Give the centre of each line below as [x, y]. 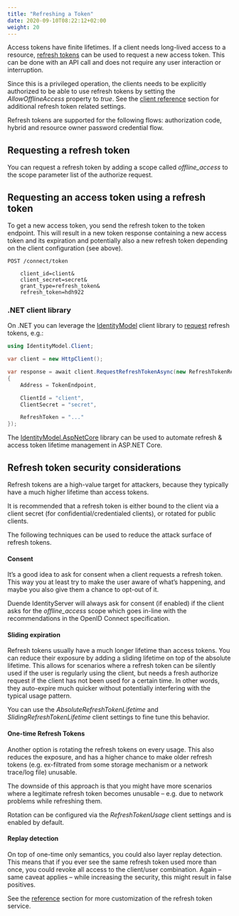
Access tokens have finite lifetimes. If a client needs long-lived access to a [117, 48]
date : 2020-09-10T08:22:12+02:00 [57, 21]
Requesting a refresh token [69, 150]
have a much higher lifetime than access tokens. [78, 492]
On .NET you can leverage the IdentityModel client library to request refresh [118, 326]
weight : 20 [23, 27]
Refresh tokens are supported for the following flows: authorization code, [115, 120]
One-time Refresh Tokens [46, 733]
